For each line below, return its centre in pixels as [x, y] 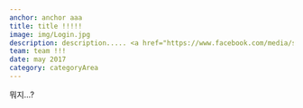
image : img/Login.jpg [50, 34]
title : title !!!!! [46, 26]
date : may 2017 [38, 59]
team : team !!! [38, 51]
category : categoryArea [54, 68]
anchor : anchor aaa [46, 18]
